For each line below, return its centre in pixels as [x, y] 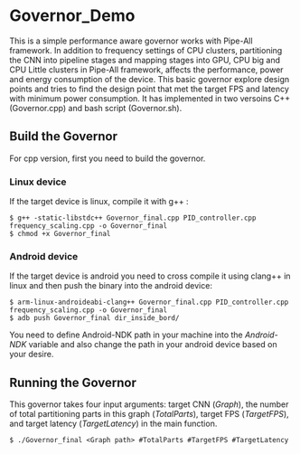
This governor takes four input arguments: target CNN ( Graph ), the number [149, 404]
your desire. [32, 355]
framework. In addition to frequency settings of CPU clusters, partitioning [146, 50]
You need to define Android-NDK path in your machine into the [126, 335]
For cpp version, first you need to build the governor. [108, 158]
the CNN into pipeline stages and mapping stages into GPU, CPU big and [145, 60]
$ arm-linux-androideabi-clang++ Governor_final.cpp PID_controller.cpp [149, 303]
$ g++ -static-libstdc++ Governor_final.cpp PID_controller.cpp [133, 218]
